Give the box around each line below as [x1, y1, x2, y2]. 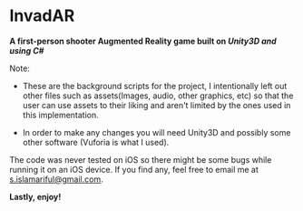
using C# [9, 45, 44, 55]
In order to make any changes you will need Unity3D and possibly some [22, 126, 291, 137]
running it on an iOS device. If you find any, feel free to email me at [9, 164, 259, 175]
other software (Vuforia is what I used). [22, 136, 170, 147]
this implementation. [22, 109, 100, 120]
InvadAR [9, 5, 75, 26]
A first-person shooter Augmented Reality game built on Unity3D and [9, 35, 277, 46]
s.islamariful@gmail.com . [9, 174, 103, 185]
